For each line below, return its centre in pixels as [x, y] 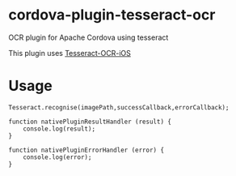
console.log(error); [57, 157]
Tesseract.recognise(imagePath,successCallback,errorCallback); [119, 107]
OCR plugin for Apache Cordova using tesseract [88, 37]
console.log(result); [59, 129]
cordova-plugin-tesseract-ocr [112, 15]
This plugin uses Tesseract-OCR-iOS [70, 53]
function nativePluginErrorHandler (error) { [86, 150]
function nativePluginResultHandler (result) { [90, 122]
